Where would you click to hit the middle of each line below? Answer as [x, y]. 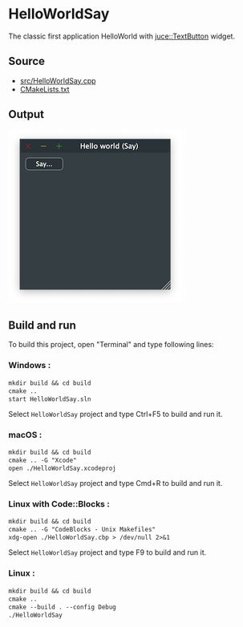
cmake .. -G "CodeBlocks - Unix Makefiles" [82, 530]
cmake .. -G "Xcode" [43, 460]
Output [26, 114]
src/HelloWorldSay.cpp [58, 80]
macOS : [25, 435]
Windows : [30, 366]
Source [27, 61]
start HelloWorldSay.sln [50, 399]
